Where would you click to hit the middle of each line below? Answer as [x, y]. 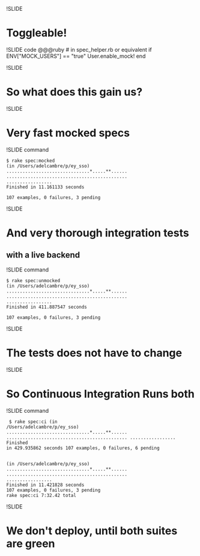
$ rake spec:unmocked [33, 280]
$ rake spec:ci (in [33, 422]
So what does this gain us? [74, 92]
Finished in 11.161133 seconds [45, 187]
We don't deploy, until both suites [92, 530]
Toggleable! [37, 33]
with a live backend [43, 255]
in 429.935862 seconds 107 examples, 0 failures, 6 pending [83, 448]
